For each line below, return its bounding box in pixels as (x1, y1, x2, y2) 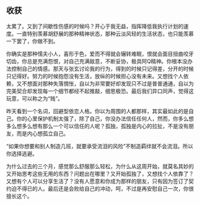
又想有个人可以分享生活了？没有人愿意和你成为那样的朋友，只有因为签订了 (6, 178, 189, 185)
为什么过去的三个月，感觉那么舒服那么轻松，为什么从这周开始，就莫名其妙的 (6, 163, 194, 170)
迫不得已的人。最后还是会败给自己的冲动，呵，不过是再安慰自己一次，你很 (11, 185, 194, 192)
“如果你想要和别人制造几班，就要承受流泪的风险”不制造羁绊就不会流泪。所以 (6, 142, 193, 150)
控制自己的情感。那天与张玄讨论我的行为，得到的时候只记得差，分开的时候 (11, 65, 194, 72)
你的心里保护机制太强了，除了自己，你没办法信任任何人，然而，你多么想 (16, 115, 194, 122)
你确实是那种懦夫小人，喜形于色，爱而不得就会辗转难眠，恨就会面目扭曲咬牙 (6, 50, 194, 57)
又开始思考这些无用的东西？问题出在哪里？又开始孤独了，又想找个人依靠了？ (6, 170, 194, 177)
